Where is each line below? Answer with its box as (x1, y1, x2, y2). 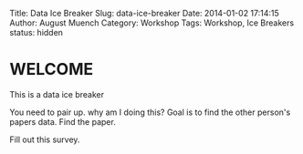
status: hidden (9, 27, 64, 37)
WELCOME (9, 59, 94, 80)
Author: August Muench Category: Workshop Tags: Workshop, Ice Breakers (9, 17, 295, 28)
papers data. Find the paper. (9, 116, 116, 127)
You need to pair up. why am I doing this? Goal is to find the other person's (9, 107, 291, 118)
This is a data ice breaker (9, 88, 105, 99)
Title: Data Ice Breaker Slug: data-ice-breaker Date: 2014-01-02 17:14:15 (9, 8, 280, 18)
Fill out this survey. (9, 134, 80, 145)
